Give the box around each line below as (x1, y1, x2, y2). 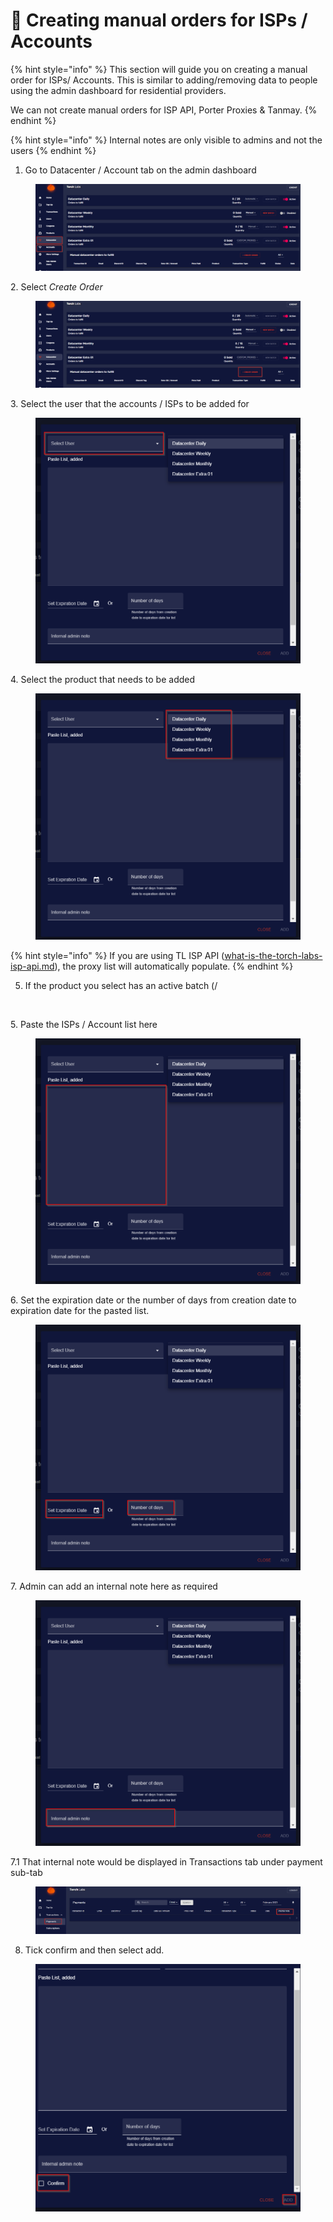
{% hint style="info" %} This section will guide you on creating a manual (10, 63, 308, 75)
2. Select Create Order (10, 281, 103, 293)
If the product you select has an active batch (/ (24, 979, 218, 991)
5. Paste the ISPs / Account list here (10, 1018, 158, 1030)
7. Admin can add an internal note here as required (10, 1580, 218, 1592)
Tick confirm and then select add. (24, 1944, 165, 1956)
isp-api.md (10, 960, 55, 972)
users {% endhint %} (10, 144, 97, 156)
